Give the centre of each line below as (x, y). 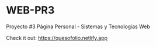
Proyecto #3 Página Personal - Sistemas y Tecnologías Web (78, 26)
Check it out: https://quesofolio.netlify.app (57, 38)
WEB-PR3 (30, 10)
